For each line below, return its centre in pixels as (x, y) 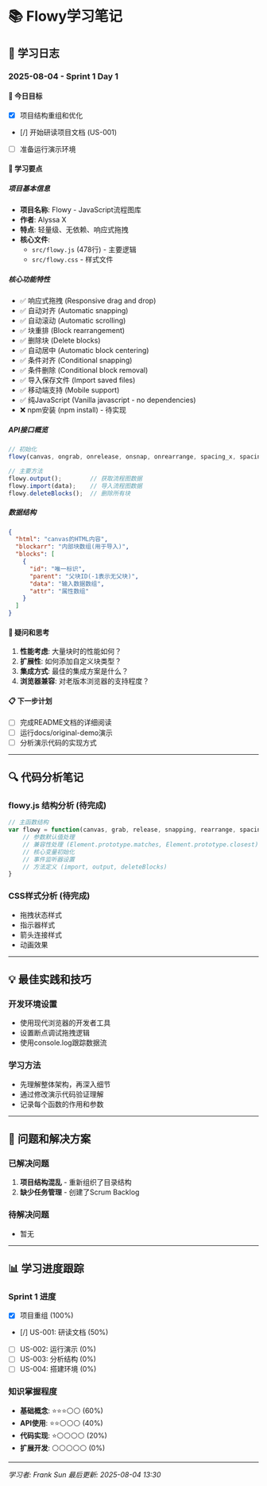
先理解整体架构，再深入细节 (65, 1084)
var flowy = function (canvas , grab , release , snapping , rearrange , (122, 830)
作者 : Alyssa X (43, 220)
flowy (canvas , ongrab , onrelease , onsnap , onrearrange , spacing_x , (122, 457)
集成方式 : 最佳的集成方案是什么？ (74, 671)
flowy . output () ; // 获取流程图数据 (75, 478)
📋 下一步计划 (31, 701)
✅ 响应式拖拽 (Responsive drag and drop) (88, 301)
